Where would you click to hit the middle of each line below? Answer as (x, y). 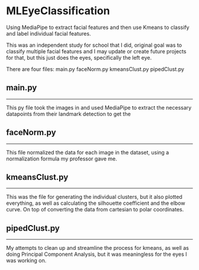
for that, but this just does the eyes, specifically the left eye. (79, 57)
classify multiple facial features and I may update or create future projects (96, 51)
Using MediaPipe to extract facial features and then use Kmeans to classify (98, 27)
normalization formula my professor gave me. (62, 159)
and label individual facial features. (49, 33)
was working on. (26, 261)
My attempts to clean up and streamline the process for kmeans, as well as (98, 248)
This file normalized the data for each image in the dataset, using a (88, 152)
